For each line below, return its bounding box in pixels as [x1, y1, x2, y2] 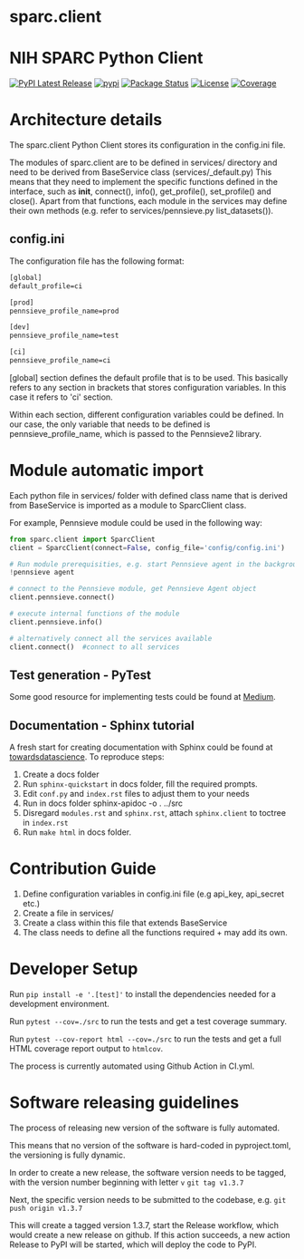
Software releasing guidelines [9, 1092, 240, 1113]
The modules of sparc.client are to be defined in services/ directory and [9, 157, 278, 169]
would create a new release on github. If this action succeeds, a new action [9, 1230, 291, 1240]
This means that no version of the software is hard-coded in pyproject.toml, [9, 1140, 291, 1150]
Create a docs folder [22, 769, 100, 780]
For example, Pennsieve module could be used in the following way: [9, 517, 262, 528]
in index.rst [22, 818, 69, 828]
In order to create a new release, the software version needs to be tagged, [9, 1167, 287, 1177]
